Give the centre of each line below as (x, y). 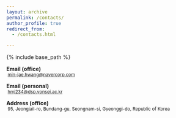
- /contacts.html (34, 35)
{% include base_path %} (38, 57)
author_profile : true (34, 23)
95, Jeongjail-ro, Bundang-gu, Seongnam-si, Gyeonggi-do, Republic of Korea (89, 109)
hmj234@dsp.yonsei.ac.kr (35, 92)
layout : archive (27, 12)
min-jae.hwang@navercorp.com (41, 75)
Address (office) (28, 103)
